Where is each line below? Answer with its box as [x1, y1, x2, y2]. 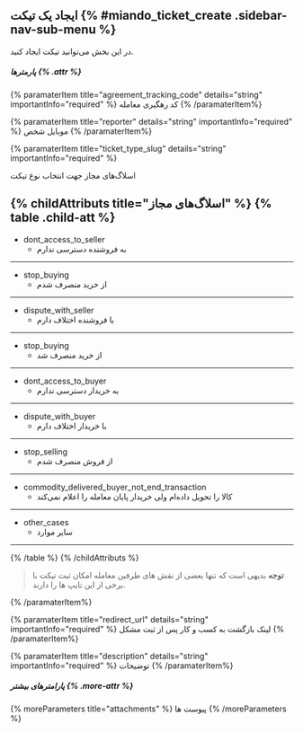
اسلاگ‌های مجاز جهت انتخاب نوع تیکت [10, 170, 136, 181]
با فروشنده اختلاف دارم [36, 314, 115, 325]
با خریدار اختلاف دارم [36, 420, 107, 431]
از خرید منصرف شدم [36, 278, 107, 289]
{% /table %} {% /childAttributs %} [10, 552, 139, 563]
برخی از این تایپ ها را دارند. [31, 579, 126, 590]
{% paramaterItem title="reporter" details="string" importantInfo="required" [10, 116, 293, 127]
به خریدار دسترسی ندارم [36, 384, 120, 395]
